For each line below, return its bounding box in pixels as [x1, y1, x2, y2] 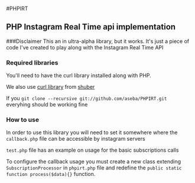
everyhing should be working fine [6, 101, 88, 108]
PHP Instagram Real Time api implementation [6, 22, 176, 32]
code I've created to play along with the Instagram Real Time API [6, 44, 164, 51]
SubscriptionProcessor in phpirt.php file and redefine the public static [6, 164, 182, 171]
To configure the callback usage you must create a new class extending [6, 158, 181, 165]
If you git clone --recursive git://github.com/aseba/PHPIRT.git [6, 95, 167, 102]
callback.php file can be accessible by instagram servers [6, 135, 146, 142]
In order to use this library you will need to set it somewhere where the [6, 129, 178, 136]
